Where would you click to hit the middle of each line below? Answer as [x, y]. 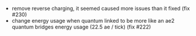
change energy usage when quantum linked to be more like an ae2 [93, 21]
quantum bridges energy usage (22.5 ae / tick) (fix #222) [81, 27]
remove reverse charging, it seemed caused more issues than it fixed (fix [101, 8]
